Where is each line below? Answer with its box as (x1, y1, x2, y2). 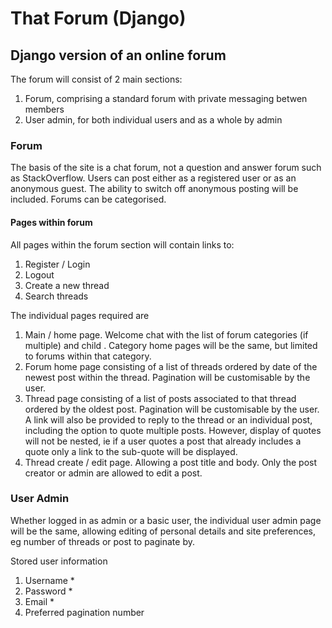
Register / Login (24, 258, 91, 270)
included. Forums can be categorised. (10, 193, 167, 206)
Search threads (24, 290, 89, 302)
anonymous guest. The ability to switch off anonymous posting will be (10, 183, 299, 195)
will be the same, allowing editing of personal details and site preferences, (10, 525, 317, 537)
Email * (24, 595, 55, 607)
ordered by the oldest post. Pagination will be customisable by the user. (24, 403, 320, 415)
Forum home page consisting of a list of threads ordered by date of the (24, 360, 318, 372)
